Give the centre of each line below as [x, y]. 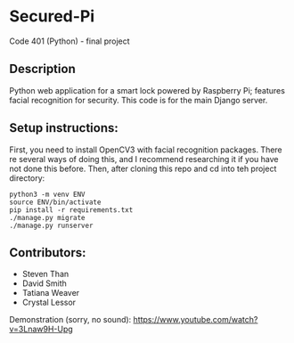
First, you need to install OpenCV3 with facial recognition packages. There [146, 150]
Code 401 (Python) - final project [70, 41]
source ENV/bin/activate [55, 202]
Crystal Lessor [49, 302]
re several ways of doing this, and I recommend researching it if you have [144, 159]
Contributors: [48, 253]
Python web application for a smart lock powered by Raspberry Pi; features [147, 90]
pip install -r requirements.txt [71, 210]
